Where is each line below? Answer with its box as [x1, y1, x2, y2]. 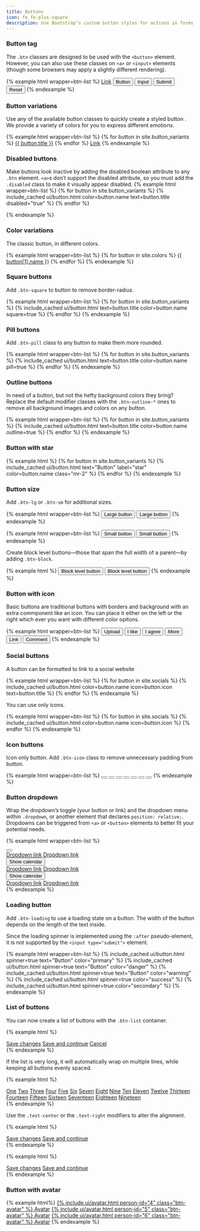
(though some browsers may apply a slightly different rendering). [6, 66, 167, 73]
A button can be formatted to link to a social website [6, 665, 135, 672]
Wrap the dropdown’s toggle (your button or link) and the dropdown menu [6, 807, 188, 814]
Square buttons [6, 272, 53, 281]
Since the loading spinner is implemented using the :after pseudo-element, [6, 932, 193, 939]
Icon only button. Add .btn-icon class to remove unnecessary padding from [6, 754, 193, 761]
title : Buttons [6, 8, 44, 15]
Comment [26, 636, 48, 643]
